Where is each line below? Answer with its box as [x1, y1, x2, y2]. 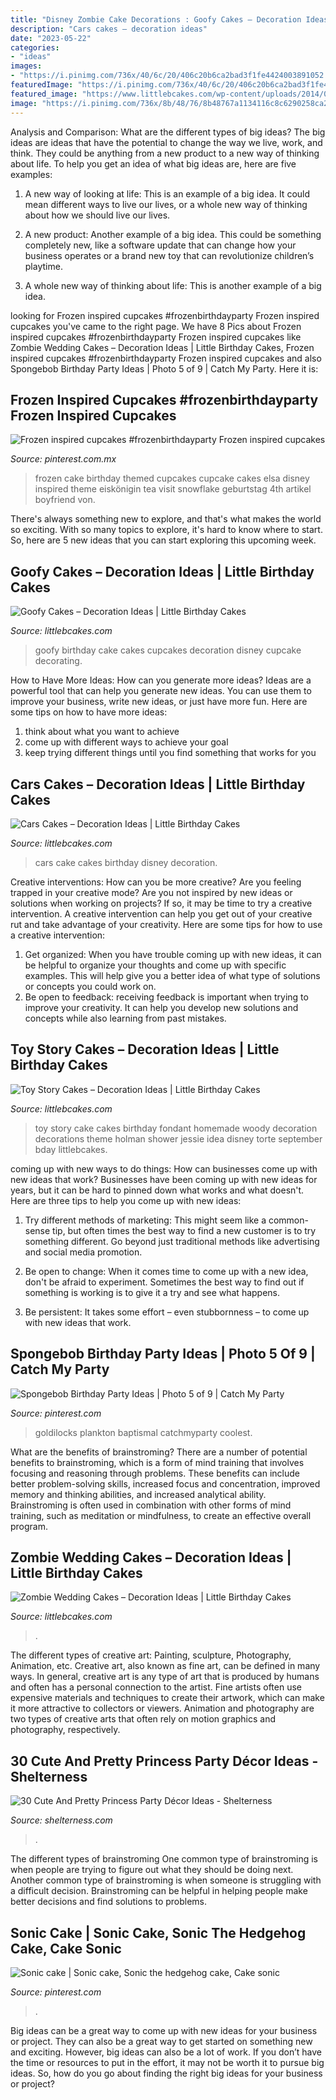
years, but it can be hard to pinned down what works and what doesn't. [10, 1184, 305, 1196]
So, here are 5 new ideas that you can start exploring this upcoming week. [10, 534, 317, 546]
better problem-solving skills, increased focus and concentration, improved [10, 1477, 321, 1490]
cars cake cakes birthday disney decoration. [34, 856, 218, 868]
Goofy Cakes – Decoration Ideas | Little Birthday [10, 563, 315, 580]
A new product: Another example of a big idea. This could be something [24, 228, 322, 240]
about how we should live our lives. [24, 209, 171, 221]
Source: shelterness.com [10, 1814, 113, 1826]
